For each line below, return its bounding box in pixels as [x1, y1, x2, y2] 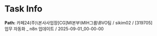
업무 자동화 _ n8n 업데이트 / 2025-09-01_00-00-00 [4, 25, 104, 32]
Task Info [4, 3, 43, 14]
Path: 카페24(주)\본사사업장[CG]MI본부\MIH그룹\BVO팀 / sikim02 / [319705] [4, 20, 153, 25]
